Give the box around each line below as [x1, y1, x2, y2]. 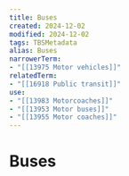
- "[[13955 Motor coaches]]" [9, 113, 117, 122]
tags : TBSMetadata [9, 38, 77, 47]
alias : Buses [9, 46, 58, 55]
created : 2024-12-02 [9, 21, 86, 30]
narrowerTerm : [9, 54, 62, 63]
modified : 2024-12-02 [9, 29, 90, 38]
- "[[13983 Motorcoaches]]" [9, 96, 114, 105]
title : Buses [9, 13, 58, 22]
